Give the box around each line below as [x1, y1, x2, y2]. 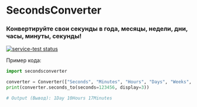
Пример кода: [6, 57, 41, 64]
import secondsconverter [6, 69, 67, 74]
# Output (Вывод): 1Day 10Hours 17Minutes [6, 95, 112, 101]
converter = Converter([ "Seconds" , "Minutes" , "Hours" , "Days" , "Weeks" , [6, 79, 192, 85]
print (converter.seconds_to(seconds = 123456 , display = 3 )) [6, 85, 150, 90]
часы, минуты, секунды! [6, 32, 82, 40]
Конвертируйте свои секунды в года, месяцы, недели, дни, [6, 25, 188, 33]
